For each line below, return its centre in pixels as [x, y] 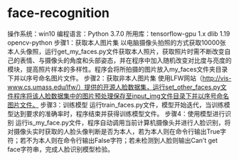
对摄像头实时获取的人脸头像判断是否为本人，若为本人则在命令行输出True [114, 131]
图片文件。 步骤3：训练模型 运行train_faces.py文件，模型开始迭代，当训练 [116, 105]
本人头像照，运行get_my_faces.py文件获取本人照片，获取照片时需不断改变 [116, 51]
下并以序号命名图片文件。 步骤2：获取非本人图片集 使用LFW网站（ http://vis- [119, 78]
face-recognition [59, 13]
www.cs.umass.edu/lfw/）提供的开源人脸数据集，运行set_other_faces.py [114, 87]
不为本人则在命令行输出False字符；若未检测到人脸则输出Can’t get [122, 140]
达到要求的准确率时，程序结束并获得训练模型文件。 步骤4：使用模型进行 [119, 113]
